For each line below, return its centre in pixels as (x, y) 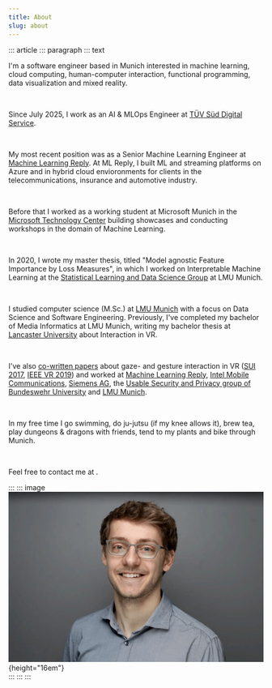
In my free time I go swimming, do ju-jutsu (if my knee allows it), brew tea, (132, 423)
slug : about (28, 26)
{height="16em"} (36, 668)
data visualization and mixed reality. (68, 83)
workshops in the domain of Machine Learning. (87, 229)
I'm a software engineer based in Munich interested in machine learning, (129, 66)
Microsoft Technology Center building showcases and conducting (118, 220)
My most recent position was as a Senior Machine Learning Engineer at (127, 154)
